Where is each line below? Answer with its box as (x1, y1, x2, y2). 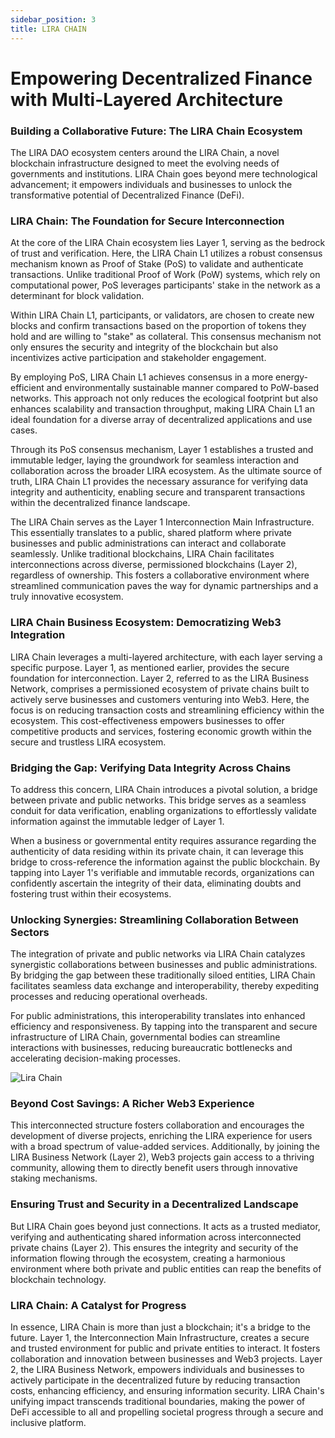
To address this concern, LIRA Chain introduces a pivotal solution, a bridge (10, 783, 318, 795)
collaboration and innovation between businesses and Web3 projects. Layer (10, 1353, 323, 1365)
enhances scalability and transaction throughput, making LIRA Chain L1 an (10, 403, 315, 415)
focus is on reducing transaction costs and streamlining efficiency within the (10, 704, 325, 716)
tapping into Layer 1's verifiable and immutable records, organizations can (10, 866, 315, 878)
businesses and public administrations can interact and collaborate (10, 537, 287, 550)
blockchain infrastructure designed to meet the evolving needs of (10, 157, 280, 169)
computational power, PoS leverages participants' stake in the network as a (10, 279, 321, 291)
